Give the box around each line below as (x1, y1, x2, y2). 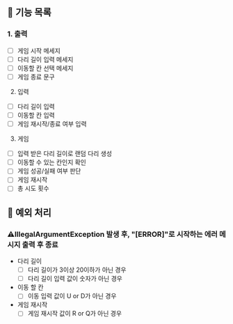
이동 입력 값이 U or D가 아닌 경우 (27, 292, 117, 300)
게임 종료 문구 (17, 72, 55, 81)
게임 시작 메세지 (17, 46, 61, 54)
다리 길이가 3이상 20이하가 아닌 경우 (27, 265, 127, 274)
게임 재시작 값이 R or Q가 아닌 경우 (27, 309, 122, 318)
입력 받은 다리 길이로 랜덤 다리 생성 (17, 149, 113, 158)
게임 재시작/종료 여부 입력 (17, 120, 87, 128)
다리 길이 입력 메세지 (17, 55, 74, 63)
